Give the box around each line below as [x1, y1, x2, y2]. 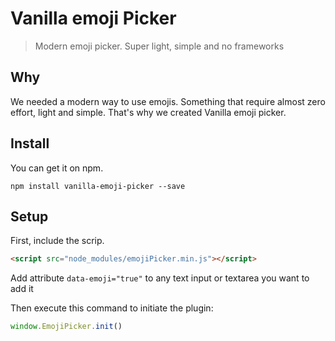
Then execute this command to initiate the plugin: [10, 302, 214, 314]
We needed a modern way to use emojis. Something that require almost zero [10, 95, 326, 107]
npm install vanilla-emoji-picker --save [10, 181, 186, 191]
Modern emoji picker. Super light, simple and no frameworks [34, 40, 285, 52]
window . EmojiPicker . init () [10, 322, 123, 332]
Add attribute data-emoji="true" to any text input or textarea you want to [10, 272, 310, 284]
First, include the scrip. [10, 235, 105, 247]
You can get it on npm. [10, 162, 104, 174]
